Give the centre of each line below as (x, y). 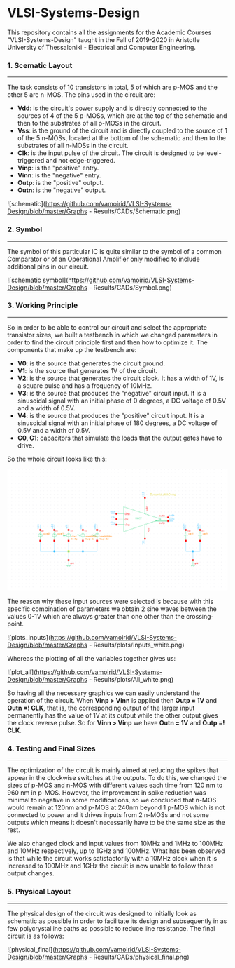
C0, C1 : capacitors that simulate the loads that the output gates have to (120, 438)
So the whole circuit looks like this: (57, 459)
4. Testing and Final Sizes (51, 748)
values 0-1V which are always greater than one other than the (96, 616)
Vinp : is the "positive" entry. (58, 168)
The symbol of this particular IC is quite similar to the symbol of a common (114, 251)
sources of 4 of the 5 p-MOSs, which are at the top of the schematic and (122, 116)
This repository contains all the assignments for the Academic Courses (109, 32)
